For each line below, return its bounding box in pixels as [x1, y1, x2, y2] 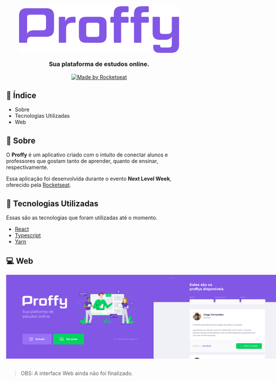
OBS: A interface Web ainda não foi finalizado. [20, 370, 133, 377]
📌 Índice [6, 91, 37, 101]
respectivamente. [6, 164, 49, 171]
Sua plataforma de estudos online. [48, 60, 150, 68]
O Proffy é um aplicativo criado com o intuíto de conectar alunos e [6, 151, 168, 158]
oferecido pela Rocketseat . [6, 181, 72, 188]
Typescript [14, 232, 41, 239]
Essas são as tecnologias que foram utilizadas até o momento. [6, 214, 158, 221]
